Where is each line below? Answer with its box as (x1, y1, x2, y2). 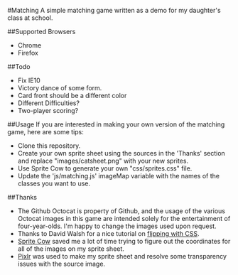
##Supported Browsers (7, 28, 76, 36)
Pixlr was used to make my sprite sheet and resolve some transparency (17, 252, 227, 260)
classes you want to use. (17, 179, 91, 188)
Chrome (17, 41, 42, 49)
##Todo (7, 63, 31, 70)
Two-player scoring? (17, 107, 79, 114)
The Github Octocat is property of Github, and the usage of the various (17, 207, 226, 215)
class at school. (7, 14, 53, 22)
